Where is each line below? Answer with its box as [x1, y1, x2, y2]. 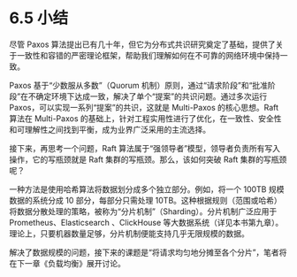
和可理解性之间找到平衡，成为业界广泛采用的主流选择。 [9, 124, 210, 135]
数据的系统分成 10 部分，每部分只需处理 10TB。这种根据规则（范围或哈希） [9, 195, 283, 205]
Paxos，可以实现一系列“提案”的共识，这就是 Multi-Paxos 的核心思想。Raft [9, 102, 279, 112]
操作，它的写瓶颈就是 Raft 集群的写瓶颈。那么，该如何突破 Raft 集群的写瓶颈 [9, 154, 287, 165]
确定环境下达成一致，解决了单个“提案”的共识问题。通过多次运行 [35, 90, 268, 102]
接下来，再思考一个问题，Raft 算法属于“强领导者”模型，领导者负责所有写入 [9, 142, 281, 153]
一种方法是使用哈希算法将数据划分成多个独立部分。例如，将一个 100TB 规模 [9, 183, 285, 195]
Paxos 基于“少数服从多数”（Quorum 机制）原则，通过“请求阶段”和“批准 [9, 80, 268, 90]
